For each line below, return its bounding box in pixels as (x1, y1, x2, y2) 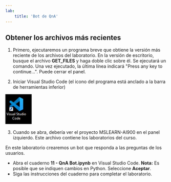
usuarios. (5, 150, 25, 156)
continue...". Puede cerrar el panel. (12, 69, 86, 75)
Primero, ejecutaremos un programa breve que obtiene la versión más (12, 47, 161, 53)
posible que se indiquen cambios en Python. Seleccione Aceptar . (12, 166, 152, 172)
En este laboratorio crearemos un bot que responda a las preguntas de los (5, 145, 162, 151)
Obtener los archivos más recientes (5, 33, 121, 42)
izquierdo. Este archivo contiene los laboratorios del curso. (12, 135, 137, 141)
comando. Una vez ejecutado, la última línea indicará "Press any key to (12, 63, 163, 69)
